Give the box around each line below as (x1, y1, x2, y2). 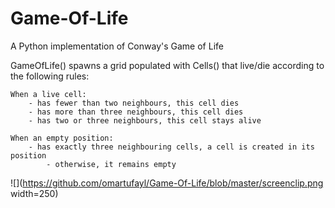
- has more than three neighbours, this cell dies (28, 107, 244, 117)
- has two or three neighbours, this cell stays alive (28, 115, 262, 126)
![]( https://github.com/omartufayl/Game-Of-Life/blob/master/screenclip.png (10, 177, 324, 189)
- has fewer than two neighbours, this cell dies (28, 98, 240, 108)
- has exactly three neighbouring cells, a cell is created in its (28, 142, 315, 152)
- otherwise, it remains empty (46, 159, 177, 169)
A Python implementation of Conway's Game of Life (10, 40, 224, 52)
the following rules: (10, 70, 90, 82)
